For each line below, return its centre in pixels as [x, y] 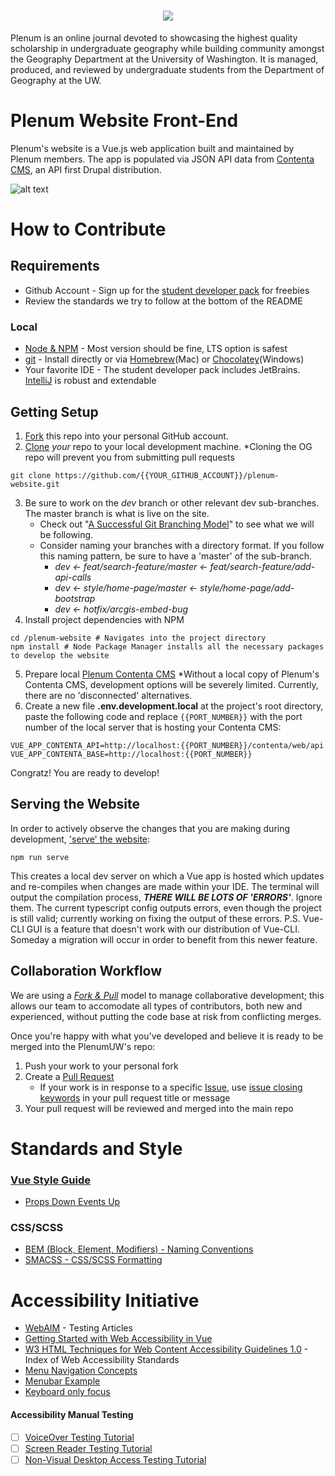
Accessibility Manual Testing [72, 1414]
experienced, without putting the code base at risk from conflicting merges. [166, 1016]
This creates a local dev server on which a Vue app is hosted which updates [167, 876]
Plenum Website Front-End [124, 121]
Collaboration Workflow [86, 971]
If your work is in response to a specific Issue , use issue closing [171, 1087]
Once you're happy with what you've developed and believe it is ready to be [167, 1036]
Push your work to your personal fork [101, 1066]
